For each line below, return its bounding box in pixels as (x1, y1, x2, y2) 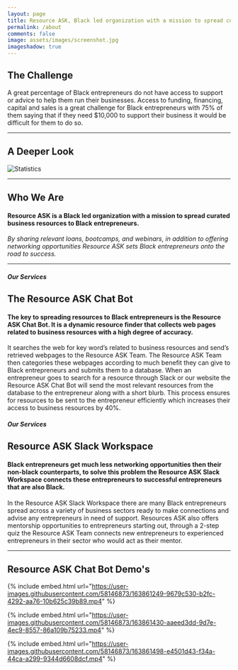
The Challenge (7, 69, 74, 81)
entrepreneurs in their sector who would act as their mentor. (7, 536, 183, 545)
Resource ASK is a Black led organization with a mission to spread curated (7, 211, 230, 220)
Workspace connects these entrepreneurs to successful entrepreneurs (7, 475, 222, 484)
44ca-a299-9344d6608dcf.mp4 (7, 654, 103, 663)
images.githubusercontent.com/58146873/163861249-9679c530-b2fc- (7, 589, 216, 598)
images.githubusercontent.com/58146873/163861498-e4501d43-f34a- (7, 647, 216, 656)
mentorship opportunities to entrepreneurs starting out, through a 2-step (7, 521, 220, 530)
